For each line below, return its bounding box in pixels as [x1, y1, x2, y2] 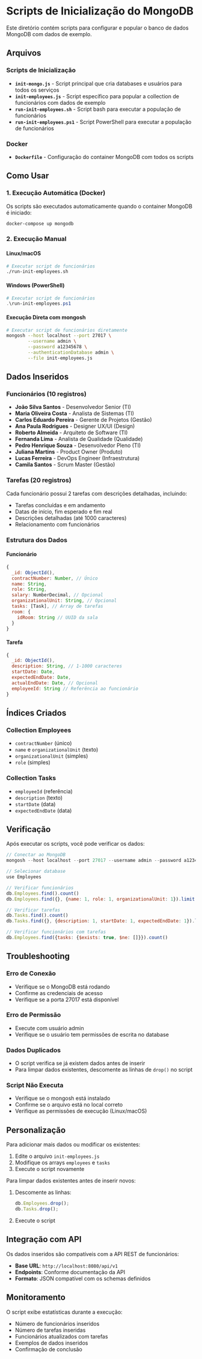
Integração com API [6, 1234, 82, 1245]
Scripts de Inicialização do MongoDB [6, 4, 194, 18]
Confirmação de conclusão [14, 1345, 82, 1353]
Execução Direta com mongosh [6, 313, 86, 320]
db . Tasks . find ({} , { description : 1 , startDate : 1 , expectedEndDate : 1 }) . [6, 918, 195, 924]
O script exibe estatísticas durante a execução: [6, 1308, 123, 1316]
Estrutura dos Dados [6, 536, 68, 544]
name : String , [11, 581, 47, 587]
